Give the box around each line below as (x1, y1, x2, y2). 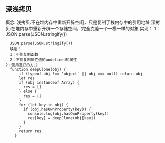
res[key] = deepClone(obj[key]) (27, 115, 96, 120)
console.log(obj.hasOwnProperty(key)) (27, 111, 109, 116)
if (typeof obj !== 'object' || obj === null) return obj (18, 71, 143, 76)
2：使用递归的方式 (5, 62, 38, 67)
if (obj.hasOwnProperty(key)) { (23, 107, 92, 112)
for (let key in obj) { (18, 102, 69, 107)
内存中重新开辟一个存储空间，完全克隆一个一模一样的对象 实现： (20, 25, 153, 31)
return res (18, 128, 42, 134)
